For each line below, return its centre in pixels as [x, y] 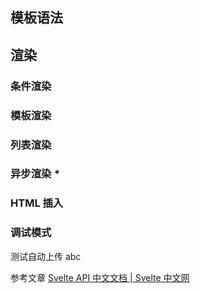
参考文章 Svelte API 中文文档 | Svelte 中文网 [100, 277]
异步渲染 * [35, 174]
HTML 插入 [37, 203]
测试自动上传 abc [46, 256]
